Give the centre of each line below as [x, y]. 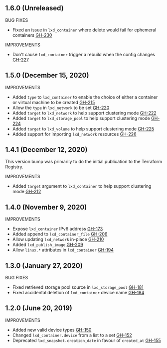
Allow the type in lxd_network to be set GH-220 [61, 108]
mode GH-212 [27, 192]
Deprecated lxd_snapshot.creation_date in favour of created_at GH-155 [86, 340]
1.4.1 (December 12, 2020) [46, 150]
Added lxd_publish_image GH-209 [48, 245]
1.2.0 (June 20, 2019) [39, 308]
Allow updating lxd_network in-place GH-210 [58, 239]
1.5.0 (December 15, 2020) [47, 75]
